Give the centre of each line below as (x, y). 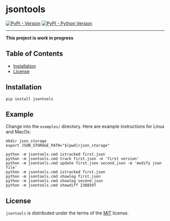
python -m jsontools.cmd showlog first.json (53, 176)
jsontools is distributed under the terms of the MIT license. (67, 213)
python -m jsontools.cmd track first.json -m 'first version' (72, 159)
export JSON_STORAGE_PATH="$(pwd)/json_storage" (58, 146)
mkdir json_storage (26, 141)
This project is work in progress (40, 38)
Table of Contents (35, 54)
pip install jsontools (30, 99)
